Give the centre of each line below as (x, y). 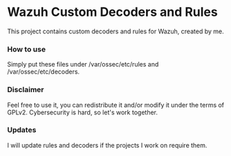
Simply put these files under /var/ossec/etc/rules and (83, 64)
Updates (22, 130)
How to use (27, 49)
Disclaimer (26, 89)
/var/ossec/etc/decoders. (44, 72)
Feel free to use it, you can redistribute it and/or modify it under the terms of (116, 105)
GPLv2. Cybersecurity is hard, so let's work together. (82, 112)
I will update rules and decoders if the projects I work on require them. (107, 145)
